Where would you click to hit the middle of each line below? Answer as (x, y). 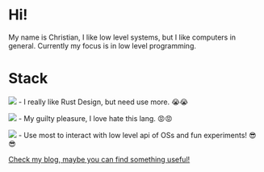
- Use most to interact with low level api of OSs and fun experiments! (133, 135)
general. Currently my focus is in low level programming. (102, 45)
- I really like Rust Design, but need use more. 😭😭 (103, 102)
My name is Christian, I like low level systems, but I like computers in (122, 37)
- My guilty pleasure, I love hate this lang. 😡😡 (95, 118)
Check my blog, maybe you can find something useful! (99, 159)
